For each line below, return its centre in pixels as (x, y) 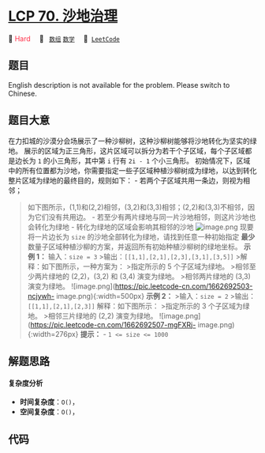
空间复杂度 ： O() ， (49, 412)
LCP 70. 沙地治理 (63, 16)
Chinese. (22, 93)
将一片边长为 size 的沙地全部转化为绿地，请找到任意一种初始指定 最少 (141, 236)
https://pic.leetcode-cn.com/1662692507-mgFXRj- (113, 324)
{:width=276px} (53, 334)
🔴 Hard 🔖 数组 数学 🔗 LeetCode (64, 38)
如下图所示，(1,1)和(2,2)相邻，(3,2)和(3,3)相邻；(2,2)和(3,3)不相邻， (138, 207)
